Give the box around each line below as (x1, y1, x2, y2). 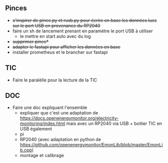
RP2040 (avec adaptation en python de (19, 136, 101, 142)
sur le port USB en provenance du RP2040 (12, 22, 100, 28)
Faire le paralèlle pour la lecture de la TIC (12, 77, 97, 83)
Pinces (5, 4, 27, 12)
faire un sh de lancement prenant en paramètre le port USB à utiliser (12, 27, 153, 34)
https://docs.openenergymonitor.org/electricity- (19, 115, 119, 121)
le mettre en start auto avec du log (19, 33, 91, 39)
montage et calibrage (19, 152, 64, 158)
